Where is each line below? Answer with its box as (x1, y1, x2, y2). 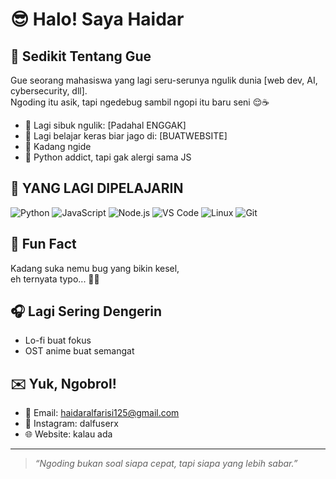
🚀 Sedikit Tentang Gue (10, 48, 152, 65)
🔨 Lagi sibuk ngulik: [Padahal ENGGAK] (24, 119, 187, 131)
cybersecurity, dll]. (10, 85, 88, 97)
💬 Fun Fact (10, 236, 77, 253)
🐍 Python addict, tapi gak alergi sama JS (24, 151, 192, 163)
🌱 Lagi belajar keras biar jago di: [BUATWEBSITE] (24, 130, 228, 142)
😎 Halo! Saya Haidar (10, 8, 185, 31)
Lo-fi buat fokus (24, 334, 92, 347)
